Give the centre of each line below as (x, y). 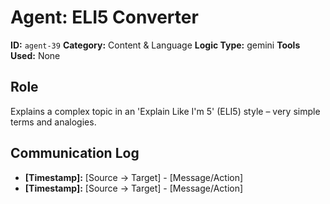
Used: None (35, 55)
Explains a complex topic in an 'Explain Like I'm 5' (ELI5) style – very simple (165, 111)
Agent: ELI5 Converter (104, 17)
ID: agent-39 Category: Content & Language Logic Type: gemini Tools (155, 45)
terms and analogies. (53, 122)
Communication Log (75, 153)
